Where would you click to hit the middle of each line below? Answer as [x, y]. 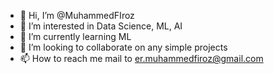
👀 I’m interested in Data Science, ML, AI [101, 26]
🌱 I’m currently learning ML [75, 36]
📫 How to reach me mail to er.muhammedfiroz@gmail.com [141, 58]
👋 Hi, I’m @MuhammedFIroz [77, 15]
